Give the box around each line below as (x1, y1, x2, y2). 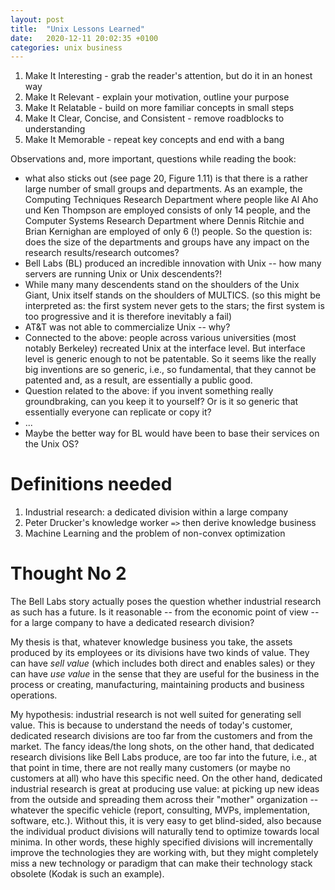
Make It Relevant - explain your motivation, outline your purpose (24, 91, 290, 103)
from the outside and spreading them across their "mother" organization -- (10, 794, 319, 806)
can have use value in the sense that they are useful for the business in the (10, 668, 320, 680)
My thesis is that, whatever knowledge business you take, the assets (10, 636, 293, 648)
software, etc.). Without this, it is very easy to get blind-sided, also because (10, 815, 322, 827)
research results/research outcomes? (24, 247, 180, 259)
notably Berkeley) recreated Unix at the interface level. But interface (24, 342, 306, 355)
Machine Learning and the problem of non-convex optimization (24, 527, 286, 540)
